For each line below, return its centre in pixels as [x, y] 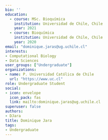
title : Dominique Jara [28, 120]
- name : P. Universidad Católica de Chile [50, 74]
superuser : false [23, 107]
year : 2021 [25, 28]
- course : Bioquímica [32, 33]
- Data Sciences [22, 61]
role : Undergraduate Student [35, 83]
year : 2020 [25, 42]
